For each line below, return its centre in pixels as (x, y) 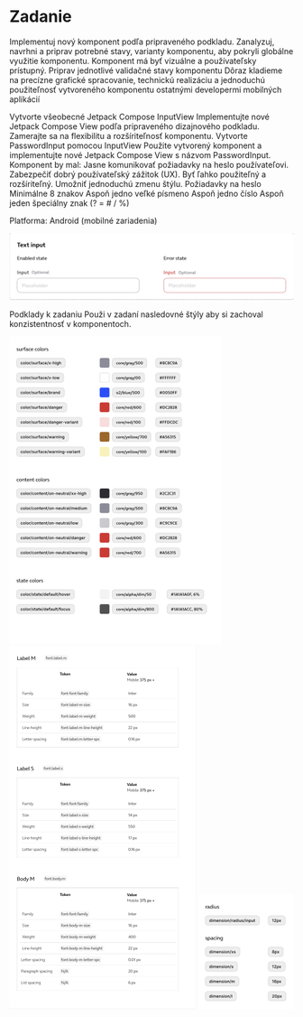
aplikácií (25, 99)
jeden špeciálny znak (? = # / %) (69, 203)
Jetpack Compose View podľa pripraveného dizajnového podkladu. (134, 126)
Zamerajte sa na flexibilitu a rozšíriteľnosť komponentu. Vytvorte (129, 135)
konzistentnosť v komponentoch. (70, 323)
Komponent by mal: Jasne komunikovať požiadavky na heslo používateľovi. (149, 164)
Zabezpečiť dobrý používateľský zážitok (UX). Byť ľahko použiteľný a (138, 174)
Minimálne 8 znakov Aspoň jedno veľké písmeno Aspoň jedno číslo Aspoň (147, 193)
